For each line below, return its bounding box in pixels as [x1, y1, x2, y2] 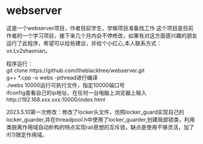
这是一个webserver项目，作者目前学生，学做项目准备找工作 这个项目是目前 [6, 24, 194, 31]
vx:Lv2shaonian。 [6, 47, 51, 54]
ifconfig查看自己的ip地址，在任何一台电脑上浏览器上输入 [6, 89, 147, 96]
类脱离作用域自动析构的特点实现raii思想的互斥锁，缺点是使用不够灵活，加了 [6, 123, 195, 131]
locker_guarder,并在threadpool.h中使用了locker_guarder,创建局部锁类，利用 [6, 116, 195, 123]
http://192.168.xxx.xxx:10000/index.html [6, 96, 105, 103]
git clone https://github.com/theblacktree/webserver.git [6, 67, 145, 74]
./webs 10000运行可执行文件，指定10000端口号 [6, 81, 125, 88]
